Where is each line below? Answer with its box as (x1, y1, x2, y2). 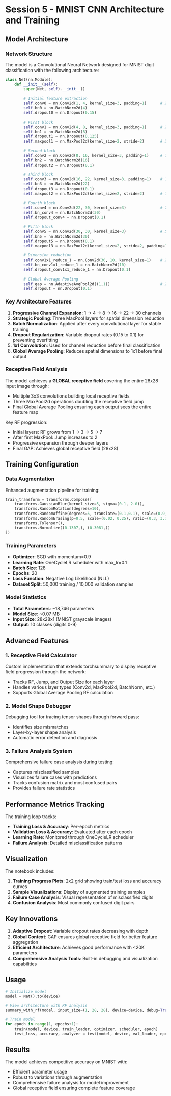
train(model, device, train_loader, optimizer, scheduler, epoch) (14, 1026, 158, 1032)
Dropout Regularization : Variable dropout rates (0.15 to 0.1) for (12, 331, 144, 338)
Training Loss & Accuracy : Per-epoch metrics (12, 824, 110, 830)
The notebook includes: (5, 868, 55, 874)
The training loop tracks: (5, 813, 57, 820)
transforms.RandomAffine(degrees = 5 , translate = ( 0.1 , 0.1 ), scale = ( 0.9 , (14, 511, 167, 517)
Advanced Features (5, 636, 69, 645)
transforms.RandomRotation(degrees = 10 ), (14, 506, 101, 511)
